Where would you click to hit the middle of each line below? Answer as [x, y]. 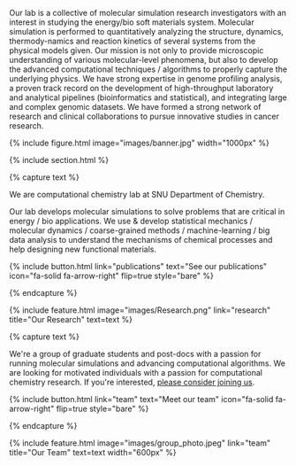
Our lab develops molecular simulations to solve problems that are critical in [147, 211]
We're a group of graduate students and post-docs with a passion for [135, 354]
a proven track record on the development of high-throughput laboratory [141, 88]
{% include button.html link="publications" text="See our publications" [138, 266]
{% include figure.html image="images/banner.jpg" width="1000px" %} [139, 143]
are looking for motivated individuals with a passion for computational [136, 373]
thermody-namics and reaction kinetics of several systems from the [133, 41]
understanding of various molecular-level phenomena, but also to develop [144, 60]
